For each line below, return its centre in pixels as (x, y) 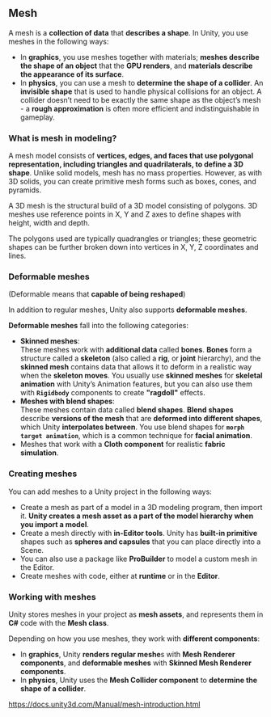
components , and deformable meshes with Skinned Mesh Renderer (136, 663)
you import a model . (54, 524)
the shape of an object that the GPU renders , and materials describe (136, 65)
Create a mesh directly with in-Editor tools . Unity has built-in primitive (138, 533)
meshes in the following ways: (59, 41)
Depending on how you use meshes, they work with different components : (134, 639)
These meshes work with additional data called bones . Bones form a (136, 350)
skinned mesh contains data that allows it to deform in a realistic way (136, 367)
